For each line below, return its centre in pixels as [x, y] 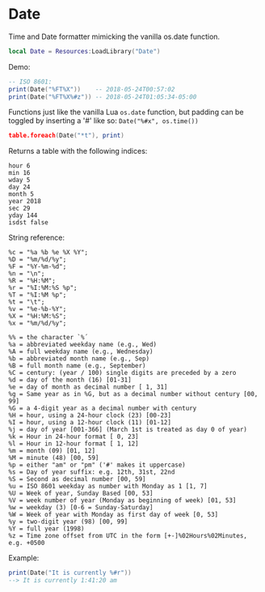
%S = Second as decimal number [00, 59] [78, 479]
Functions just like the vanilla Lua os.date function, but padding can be [126, 112]
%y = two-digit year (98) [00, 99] [68, 522]
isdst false [28, 223]
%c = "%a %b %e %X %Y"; [48, 253]
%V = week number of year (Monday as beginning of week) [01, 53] [122, 500]
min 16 [19, 173]
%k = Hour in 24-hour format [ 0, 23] [74, 437]
